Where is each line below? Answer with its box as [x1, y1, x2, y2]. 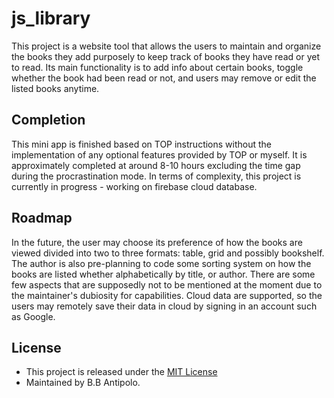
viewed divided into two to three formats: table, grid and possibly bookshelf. [11, 247, 325, 259]
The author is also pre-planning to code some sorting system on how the [11, 257, 312, 269]
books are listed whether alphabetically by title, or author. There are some [11, 268, 316, 280]
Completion [11, 112, 86, 129]
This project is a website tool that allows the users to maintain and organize [11, 40, 322, 52]
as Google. [11, 310, 56, 322]
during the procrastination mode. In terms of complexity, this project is [11, 170, 302, 182]
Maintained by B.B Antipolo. [25, 377, 141, 389]
